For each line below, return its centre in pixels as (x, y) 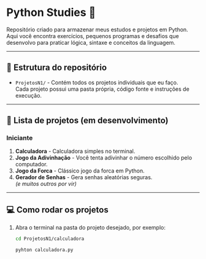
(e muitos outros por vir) (46, 184)
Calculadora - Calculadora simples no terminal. (75, 151)
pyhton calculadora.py (44, 250)
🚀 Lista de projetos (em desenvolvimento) (87, 121)
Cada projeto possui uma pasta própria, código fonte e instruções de (102, 89)
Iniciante (20, 138)
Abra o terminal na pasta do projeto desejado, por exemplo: (90, 228)
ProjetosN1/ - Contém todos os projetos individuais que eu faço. (97, 82)
